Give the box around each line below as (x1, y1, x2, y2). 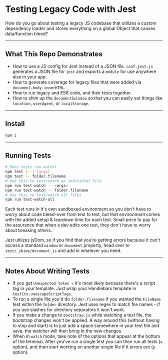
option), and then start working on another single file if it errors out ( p (12, 344, 155, 350)
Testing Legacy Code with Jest (5, 3, 136, 15)
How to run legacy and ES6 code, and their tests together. (12, 89, 132, 95)
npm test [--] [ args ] (5, 169, 50, 174)
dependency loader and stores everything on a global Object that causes (5, 25, 156, 31)
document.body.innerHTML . (12, 84, 66, 90)
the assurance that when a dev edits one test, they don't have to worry (5, 222, 151, 228)
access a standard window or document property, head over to (5, 242, 130, 248)
